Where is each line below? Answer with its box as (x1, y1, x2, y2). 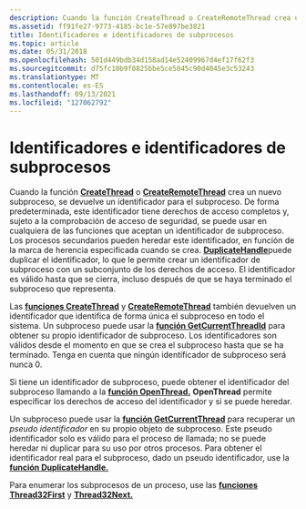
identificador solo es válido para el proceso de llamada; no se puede (9, 433, 267, 444)
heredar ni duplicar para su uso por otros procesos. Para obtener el (9, 443, 262, 453)
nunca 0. (9, 359, 43, 370)
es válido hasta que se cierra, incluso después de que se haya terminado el (9, 274, 292, 285)
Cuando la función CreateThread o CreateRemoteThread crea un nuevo (9, 187, 282, 198)
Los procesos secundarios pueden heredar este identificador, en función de (9, 235, 295, 246)
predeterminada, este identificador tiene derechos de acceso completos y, (9, 206, 290, 217)
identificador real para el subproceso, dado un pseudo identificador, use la (9, 453, 290, 463)
